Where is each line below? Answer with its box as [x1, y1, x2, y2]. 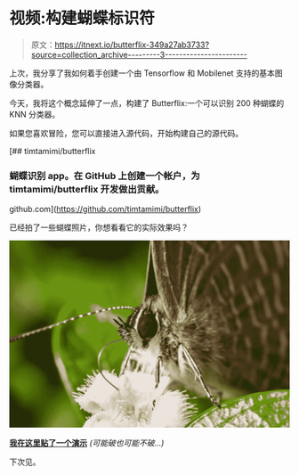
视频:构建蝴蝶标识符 [9, 8, 156, 29]
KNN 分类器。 [9, 109, 61, 119]
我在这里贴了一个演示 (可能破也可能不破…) [9, 438, 165, 448]
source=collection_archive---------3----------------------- [30, 49, 247, 60]
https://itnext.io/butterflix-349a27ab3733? [54, 39, 210, 50]
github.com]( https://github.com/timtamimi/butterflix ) [9, 204, 202, 215]
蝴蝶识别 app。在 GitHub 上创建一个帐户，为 [9, 169, 200, 182]
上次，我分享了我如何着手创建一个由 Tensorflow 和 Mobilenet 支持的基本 [9, 68, 276, 78]
